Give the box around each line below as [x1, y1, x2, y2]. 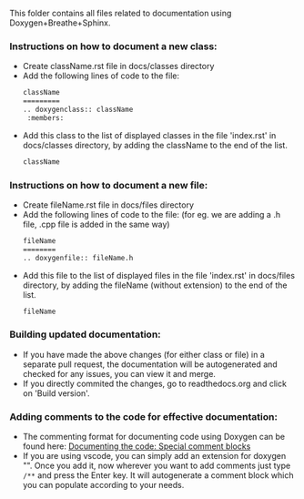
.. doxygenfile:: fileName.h [22, 253, 134, 262]
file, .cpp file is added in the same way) [22, 219, 170, 229]
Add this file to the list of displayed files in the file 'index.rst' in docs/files [22, 270, 296, 280]
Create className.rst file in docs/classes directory [22, 61, 215, 72]
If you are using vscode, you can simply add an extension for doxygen [22, 451, 287, 462]
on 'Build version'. [22, 387, 90, 399]
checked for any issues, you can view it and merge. [22, 368, 217, 379]
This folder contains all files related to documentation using [9, 8, 232, 18]
